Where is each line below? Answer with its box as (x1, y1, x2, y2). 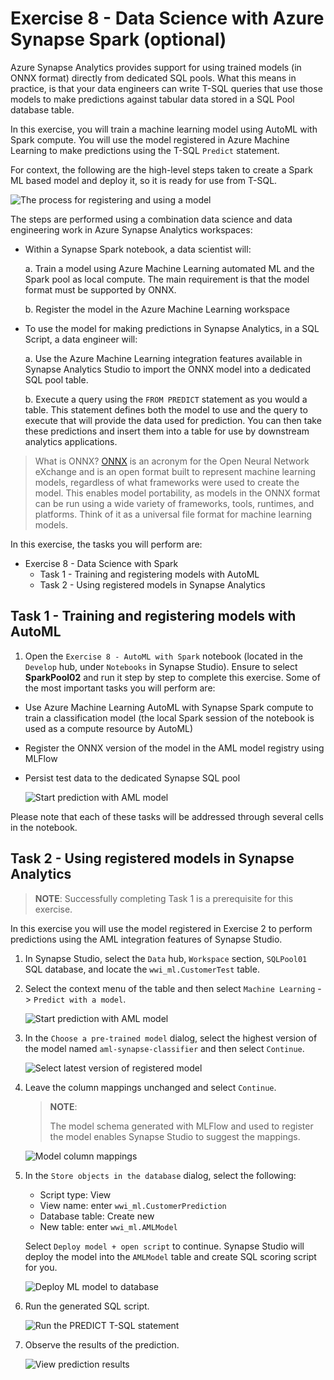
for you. (24, 1261, 58, 1273)
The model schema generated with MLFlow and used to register (49, 1120, 314, 1132)
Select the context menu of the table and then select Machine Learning (24, 982, 316, 994)
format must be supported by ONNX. (24, 283, 177, 296)
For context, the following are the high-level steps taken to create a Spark (10, 163, 313, 176)
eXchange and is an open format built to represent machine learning (34, 465, 317, 477)
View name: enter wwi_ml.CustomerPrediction (39, 1199, 227, 1211)
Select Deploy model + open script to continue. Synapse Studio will (24, 1240, 305, 1252)
